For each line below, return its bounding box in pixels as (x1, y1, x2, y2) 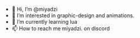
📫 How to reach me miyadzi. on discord (11, 25, 110, 32)
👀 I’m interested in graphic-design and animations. (11, 12, 135, 19)
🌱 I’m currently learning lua (11, 18, 78, 25)
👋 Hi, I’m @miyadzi (11, 6, 58, 12)
